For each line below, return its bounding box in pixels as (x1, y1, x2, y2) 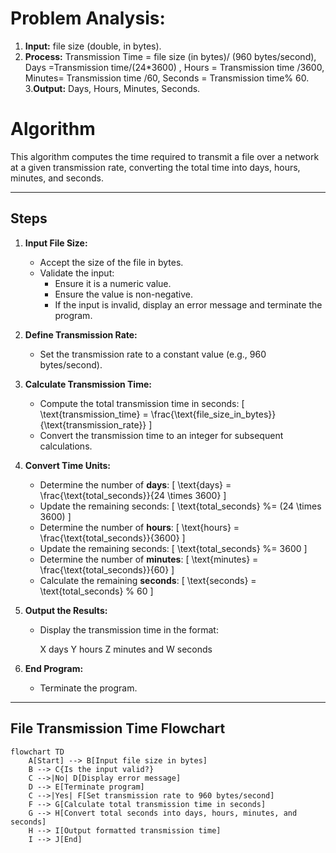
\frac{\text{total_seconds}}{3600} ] (39, 532, 186, 544)
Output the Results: (24, 604, 108, 616)
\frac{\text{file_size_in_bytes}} (150, 408, 277, 420)
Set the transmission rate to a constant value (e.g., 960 (39, 348, 267, 360)
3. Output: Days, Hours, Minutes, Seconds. (24, 82, 201, 94)
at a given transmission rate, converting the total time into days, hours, (10, 161, 301, 173)
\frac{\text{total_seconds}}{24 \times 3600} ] (39, 489, 227, 501)
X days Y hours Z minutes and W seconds (39, 643, 213, 655)
